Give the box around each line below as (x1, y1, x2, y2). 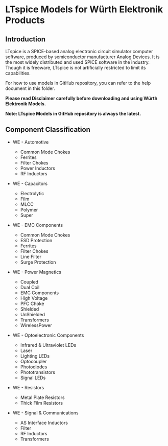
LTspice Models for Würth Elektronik (5, 4, 163, 15)
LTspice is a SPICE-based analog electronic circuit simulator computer (5, 49, 153, 54)
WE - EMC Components (12, 222, 63, 228)
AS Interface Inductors (20, 419, 68, 426)
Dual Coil (20, 284, 40, 290)
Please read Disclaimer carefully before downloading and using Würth (5, 96, 158, 101)
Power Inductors (20, 165, 55, 171)
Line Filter (20, 253, 42, 260)
